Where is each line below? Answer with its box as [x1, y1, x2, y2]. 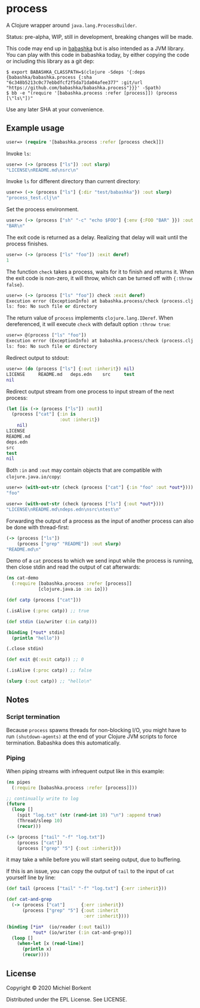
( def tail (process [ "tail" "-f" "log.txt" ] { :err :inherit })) [6, 885, 167, 892]
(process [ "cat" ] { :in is [11, 411, 76, 417]
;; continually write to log [6, 796, 79, 801]
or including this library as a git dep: [6, 57, 94, 65]
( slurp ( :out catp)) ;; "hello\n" [6, 678, 93, 684]
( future [6, 801, 26, 807]
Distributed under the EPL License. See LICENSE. [6, 995, 127, 1003]
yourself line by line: [6, 874, 56, 881]
